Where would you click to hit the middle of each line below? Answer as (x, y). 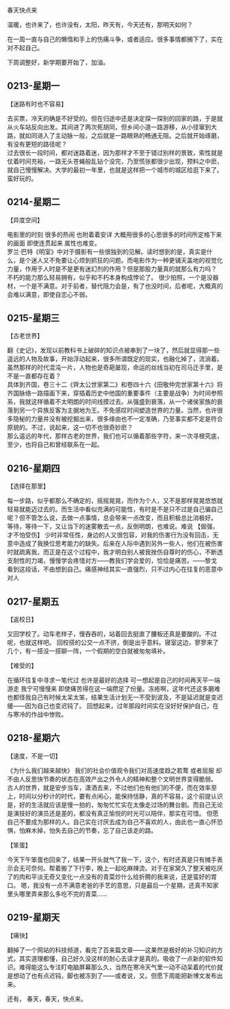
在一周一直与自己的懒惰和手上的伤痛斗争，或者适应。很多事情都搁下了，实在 (115, 39)
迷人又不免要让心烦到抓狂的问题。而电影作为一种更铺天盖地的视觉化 (127, 260)
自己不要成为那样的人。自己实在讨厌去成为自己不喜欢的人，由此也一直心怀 (112, 822)
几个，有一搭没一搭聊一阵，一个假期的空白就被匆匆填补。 (88, 651)
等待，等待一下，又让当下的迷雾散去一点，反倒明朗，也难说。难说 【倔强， (113, 526)
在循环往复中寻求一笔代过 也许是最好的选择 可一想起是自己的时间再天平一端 (114, 680)
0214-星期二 (34, 202)
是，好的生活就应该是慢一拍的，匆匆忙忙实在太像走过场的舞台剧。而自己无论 (115, 805)
